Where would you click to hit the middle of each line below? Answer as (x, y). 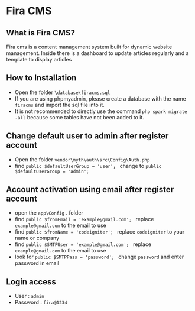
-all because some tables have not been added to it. (79, 117)
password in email (37, 263)
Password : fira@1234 (41, 302)
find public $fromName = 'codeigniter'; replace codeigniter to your (100, 232)
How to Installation (41, 78)
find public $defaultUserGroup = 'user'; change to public (88, 166)
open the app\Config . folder (49, 213)
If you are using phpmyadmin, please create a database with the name (100, 98)
